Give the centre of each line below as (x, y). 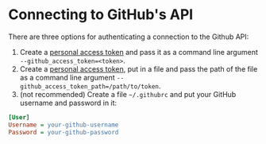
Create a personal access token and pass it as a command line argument (139, 52)
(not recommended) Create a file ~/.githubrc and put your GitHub (128, 94)
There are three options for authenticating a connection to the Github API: (129, 37)
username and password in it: (68, 103)
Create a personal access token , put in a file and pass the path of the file (139, 68)
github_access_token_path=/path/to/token (89, 86)
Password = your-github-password (64, 132)
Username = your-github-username (64, 125)
